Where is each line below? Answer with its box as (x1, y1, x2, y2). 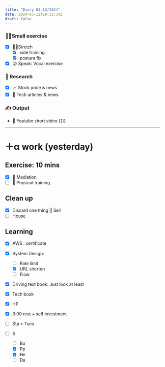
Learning (5, 228, 33, 236)
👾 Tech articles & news (12, 92, 59, 98)
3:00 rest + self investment (12, 311, 67, 317)
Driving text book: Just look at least (12, 281, 84, 287)
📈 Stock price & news (12, 85, 57, 91)
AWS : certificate (12, 240, 47, 246)
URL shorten (19, 266, 45, 271)
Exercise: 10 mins (5, 161, 60, 169)
